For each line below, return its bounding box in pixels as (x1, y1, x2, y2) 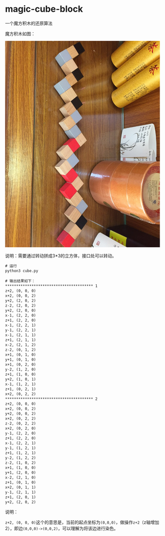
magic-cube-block (5, 3, 83, 15)
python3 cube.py (5, 268, 38, 273)
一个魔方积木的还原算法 (5, 20, 53, 26)
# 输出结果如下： (5, 279, 35, 283)
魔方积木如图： (5, 30, 35, 36)
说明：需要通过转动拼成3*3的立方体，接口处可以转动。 (5, 253, 117, 258)
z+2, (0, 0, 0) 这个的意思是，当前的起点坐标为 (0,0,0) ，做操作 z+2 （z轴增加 (5, 519, 160, 525)
